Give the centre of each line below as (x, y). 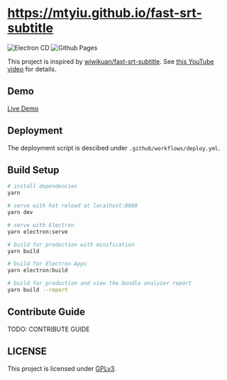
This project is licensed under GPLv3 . (62, 368)
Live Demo (23, 108)
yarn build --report (38, 290)
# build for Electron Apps (47, 264)
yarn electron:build (38, 271)
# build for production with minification (71, 245)
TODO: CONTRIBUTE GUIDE (49, 329)
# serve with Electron (41, 225)
